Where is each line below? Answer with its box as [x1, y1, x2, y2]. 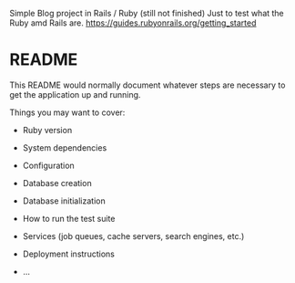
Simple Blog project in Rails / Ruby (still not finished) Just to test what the [9, 8, 284, 18]
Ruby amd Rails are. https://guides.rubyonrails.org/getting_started [9, 17, 257, 28]
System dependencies [22, 141, 107, 153]
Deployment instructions [22, 248, 116, 259]
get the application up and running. [9, 89, 141, 100]
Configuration [22, 160, 75, 171]
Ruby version [22, 124, 73, 135]
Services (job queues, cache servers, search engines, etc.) [22, 230, 245, 241]
